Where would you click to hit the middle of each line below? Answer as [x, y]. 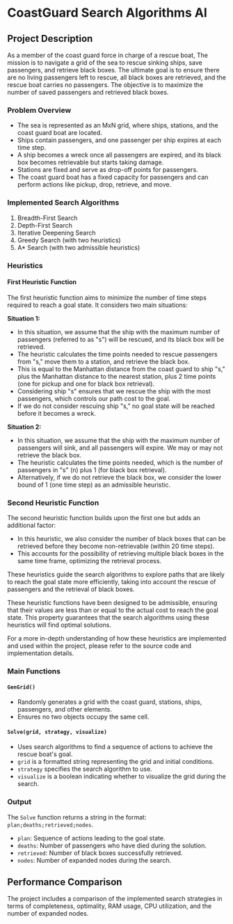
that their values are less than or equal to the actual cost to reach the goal [113, 610]
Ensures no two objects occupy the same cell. [83, 717]
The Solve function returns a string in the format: [77, 817]
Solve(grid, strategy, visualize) [57, 732]
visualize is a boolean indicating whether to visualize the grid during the [121, 776]
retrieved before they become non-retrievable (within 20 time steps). [116, 546]
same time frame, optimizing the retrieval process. [89, 561]
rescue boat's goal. [45, 754]
